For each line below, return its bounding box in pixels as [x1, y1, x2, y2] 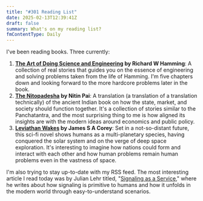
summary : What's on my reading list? [6, 26, 102, 32]
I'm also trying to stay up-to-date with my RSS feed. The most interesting [6, 168, 189, 176]
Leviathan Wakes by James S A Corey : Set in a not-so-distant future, [15, 124, 190, 132]
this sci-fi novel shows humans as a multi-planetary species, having [15, 131, 185, 138]
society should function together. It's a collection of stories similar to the [15, 105, 196, 112]
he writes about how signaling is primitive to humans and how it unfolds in [6, 182, 191, 189]
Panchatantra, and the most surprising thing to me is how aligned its [15, 112, 185, 119]
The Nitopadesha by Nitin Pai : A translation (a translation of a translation [15, 92, 198, 100]
